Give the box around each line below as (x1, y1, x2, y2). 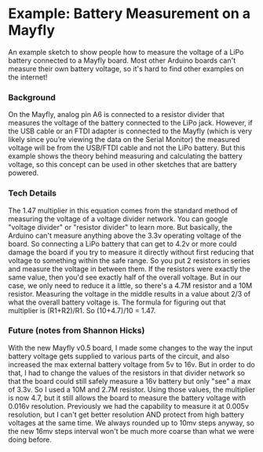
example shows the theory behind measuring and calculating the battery (8, 151, 243, 161)
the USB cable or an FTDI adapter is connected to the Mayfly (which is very (8, 126, 253, 136)
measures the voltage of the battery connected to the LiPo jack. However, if (8, 118, 253, 128)
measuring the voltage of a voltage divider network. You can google (8, 213, 228, 224)
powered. (8, 168, 39, 177)
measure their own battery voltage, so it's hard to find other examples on (8, 64, 244, 73)
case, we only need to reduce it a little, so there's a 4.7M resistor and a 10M (8, 280, 253, 290)
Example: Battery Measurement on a (8, 5, 251, 23)
